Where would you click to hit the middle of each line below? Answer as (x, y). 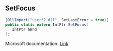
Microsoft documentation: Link (37, 44)
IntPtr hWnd (24, 29)
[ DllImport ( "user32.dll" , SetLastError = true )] (57, 20)
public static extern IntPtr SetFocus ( (47, 25)
